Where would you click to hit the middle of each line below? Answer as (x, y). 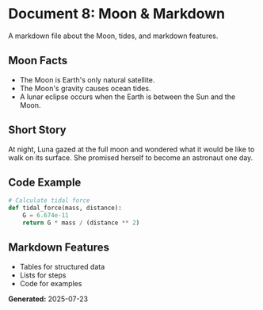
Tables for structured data (62, 266)
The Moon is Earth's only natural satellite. (87, 79)
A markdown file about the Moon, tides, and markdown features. (113, 36)
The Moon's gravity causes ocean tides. (85, 88)
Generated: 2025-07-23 (48, 299)
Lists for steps (43, 275)
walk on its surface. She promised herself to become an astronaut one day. (131, 157)
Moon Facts (38, 61)
